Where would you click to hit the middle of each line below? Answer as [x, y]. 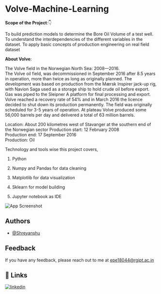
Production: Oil [20, 140]
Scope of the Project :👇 [28, 22]
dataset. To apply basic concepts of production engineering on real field [77, 44]
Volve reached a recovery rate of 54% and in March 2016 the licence [74, 99]
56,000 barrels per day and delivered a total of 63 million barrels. [70, 115]
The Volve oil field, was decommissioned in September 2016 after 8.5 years [80, 73]
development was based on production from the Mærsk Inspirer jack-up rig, [81, 84]
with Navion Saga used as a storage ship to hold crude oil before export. [77, 89]
